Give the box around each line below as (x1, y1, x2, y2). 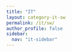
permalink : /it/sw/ (6, 20, 55, 26)
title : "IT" (6, 8, 36, 15)
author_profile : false (6, 25, 63, 32)
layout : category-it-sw (6, 14, 66, 20)
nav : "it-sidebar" (11, 36, 58, 42)
